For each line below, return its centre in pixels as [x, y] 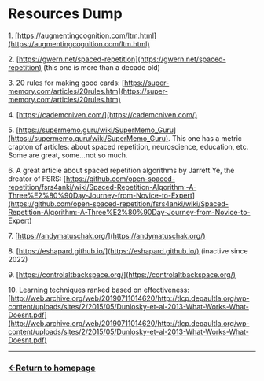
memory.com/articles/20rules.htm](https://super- [88, 91]
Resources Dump [66, 14]
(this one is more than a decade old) [102, 67]
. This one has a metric [205, 138]
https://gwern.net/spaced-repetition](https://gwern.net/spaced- [122, 59]
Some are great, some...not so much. [68, 155]
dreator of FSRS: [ [37, 179]
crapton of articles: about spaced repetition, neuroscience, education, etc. [128, 146]
